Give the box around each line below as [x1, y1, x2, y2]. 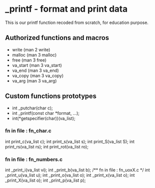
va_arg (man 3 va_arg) [12, 78, 57, 84]
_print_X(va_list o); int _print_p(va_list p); [5, 177, 86, 184]
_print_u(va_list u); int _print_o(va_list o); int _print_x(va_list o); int [5, 172, 135, 178]
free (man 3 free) [12, 57, 47, 63]
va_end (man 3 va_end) [12, 67, 59, 73]
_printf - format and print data [5, 3, 128, 15]
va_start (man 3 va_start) [12, 62, 62, 68]
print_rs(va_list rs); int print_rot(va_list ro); [5, 144, 89, 149]
